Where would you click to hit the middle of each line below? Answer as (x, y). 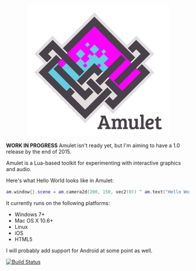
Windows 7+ (29, 214)
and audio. (19, 169)
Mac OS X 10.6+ (34, 220)
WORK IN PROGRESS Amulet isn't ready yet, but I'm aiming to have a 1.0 (93, 145)
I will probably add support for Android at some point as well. (79, 251)
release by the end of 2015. (39, 152)
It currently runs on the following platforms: (58, 203)
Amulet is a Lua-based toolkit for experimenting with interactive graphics (94, 163)
